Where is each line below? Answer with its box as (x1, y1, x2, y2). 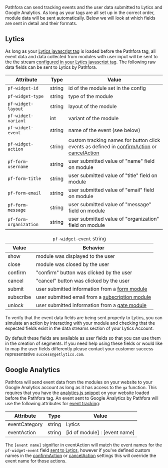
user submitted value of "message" (68, 201, 151, 208)
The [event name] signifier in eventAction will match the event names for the (5, 442, 162, 448)
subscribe (7, 294, 31, 301)
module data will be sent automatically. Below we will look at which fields (5, 15, 156, 21)
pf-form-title (7, 175, 41, 181)
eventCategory (7, 421, 43, 428)
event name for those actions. (5, 457, 66, 464)
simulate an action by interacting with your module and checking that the (5, 320, 155, 326)
